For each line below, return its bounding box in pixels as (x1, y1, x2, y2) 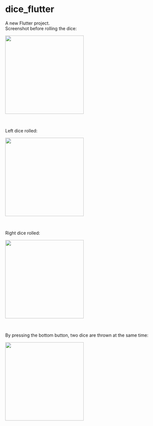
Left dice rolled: (5, 127, 38, 133)
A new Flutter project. (5, 20, 50, 26)
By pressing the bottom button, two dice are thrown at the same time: (5, 332, 149, 338)
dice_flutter (5, 4, 54, 15)
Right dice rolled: (5, 230, 40, 236)
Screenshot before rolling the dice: (5, 25, 77, 31)
